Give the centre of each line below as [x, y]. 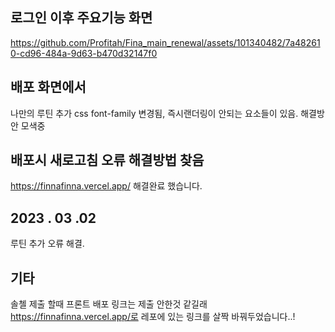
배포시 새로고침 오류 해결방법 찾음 [107, 160]
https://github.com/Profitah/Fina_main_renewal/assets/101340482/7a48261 [165, 42]
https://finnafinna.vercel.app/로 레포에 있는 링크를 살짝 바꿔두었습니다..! [153, 317]
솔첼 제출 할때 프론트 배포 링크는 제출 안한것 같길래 [109, 304]
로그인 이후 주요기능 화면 [81, 18]
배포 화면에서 [48, 87]
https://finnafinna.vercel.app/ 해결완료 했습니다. [106, 186]
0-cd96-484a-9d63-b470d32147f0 [84, 53]
